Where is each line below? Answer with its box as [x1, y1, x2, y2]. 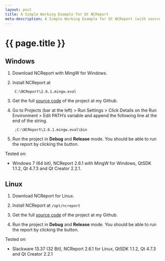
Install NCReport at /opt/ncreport [12, 202, 81, 208]
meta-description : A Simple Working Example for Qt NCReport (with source [5, 16, 162, 21]
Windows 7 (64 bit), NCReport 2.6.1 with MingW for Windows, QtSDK [12, 161, 152, 166]
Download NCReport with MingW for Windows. [12, 70, 108, 76]
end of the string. [12, 118, 48, 124]
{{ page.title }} [5, 37, 66, 49]
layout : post [5, 7, 32, 12]
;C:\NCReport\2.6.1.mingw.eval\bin [14, 128, 87, 132]
